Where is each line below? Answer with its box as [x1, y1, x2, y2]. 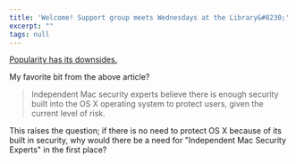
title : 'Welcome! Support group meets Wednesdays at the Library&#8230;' [9, 13, 291, 22]
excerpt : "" [9, 22, 54, 30]
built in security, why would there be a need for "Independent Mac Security [9, 135, 287, 146]
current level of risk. [30, 108, 106, 119]
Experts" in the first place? [9, 144, 107, 155]
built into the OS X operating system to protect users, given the [30, 99, 264, 109]
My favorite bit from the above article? [9, 72, 150, 82]
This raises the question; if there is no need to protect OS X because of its [9, 125, 282, 136]
